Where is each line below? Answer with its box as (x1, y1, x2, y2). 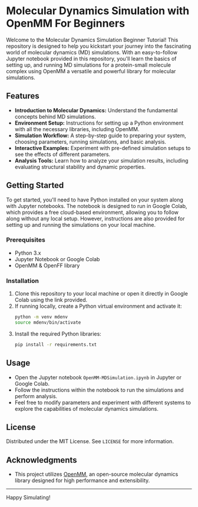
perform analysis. (14, 392, 58, 399)
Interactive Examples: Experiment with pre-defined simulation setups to (14, 144, 191, 151)
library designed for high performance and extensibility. (14, 477, 150, 484)
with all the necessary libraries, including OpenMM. (14, 125, 140, 132)
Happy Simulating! (6, 494, 51, 501)
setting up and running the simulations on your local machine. (6, 221, 156, 228)
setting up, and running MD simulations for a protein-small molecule (6, 61, 171, 69)
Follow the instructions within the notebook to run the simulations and (14, 386, 184, 394)
